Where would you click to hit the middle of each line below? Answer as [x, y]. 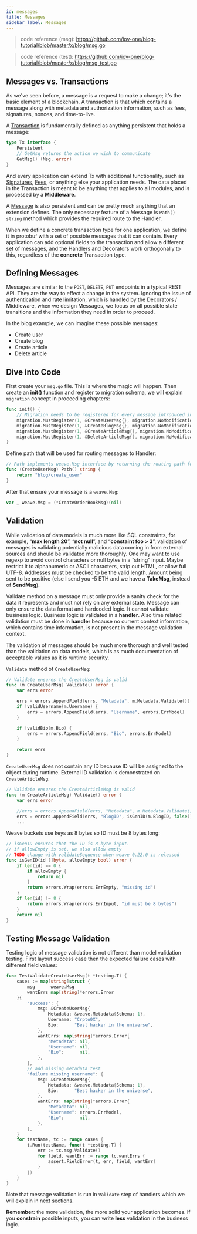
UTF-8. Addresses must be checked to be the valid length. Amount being [94, 572]
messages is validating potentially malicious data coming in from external [94, 547]
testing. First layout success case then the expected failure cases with [91, 959]
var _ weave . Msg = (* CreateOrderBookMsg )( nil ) [64, 503]
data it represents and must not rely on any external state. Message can [93, 602]
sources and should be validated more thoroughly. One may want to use [93, 554]
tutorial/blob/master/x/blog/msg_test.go [69, 63]
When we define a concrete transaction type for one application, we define [97, 230]
